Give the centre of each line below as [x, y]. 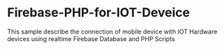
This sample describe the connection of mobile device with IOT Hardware [112, 32]
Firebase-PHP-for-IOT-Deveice [98, 13]
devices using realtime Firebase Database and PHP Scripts [91, 38]
